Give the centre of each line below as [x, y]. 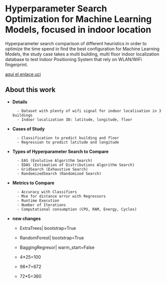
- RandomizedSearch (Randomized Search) [59, 174]
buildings [23, 115]
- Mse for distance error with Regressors [61, 196]
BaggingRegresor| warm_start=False [57, 247]
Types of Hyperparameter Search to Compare [60, 151]
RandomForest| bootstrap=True [52, 238]
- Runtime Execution [38, 201]
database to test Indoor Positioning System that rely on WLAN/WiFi [74, 59]
